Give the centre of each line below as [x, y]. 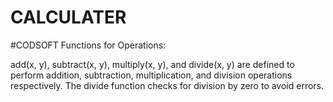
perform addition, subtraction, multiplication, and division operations [151, 75]
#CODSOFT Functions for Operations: [88, 45]
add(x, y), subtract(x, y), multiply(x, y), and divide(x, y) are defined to [152, 64]
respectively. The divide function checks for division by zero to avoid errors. [167, 85]
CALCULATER [68, 17]
